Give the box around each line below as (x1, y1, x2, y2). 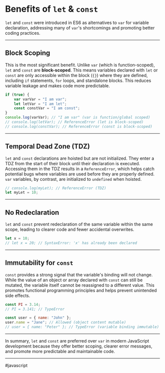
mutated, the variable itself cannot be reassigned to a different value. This (5, 282, 155, 288)
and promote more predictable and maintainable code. (5, 348, 115, 354)
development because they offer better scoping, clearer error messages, (5, 343, 153, 349)
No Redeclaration (5, 208, 59, 217)
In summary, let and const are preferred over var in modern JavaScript (5, 338, 149, 344)
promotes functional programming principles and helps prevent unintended (5, 287, 157, 293)
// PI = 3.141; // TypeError (5, 306, 65, 312)
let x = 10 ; (5, 236, 29, 241)
